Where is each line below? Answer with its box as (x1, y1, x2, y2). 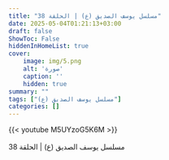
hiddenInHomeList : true (8, 42, 89, 50)
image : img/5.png (23, 58, 82, 66)
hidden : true (23, 80, 67, 88)
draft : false (8, 27, 53, 35)
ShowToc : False (8, 34, 60, 43)
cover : (8, 50, 31, 58)
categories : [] (8, 102, 60, 110)
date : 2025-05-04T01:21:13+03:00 (8, 19, 122, 28)
